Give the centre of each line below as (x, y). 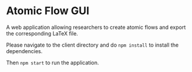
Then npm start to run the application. (53, 63)
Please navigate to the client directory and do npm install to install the (92, 45)
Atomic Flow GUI (48, 11)
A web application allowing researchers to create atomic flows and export (96, 27)
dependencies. (24, 51)
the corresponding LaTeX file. (42, 33)
